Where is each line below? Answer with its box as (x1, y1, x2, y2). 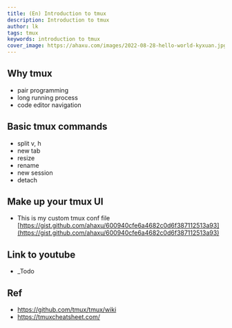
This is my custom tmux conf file (17, 214, 110, 222)
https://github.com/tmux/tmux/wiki (17, 305, 117, 314)
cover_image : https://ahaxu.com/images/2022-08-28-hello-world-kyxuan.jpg (7, 42, 227, 49)
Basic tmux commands (7, 121, 108, 133)
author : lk (7, 23, 39, 30)
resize (17, 153, 35, 162)
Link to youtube (7, 249, 76, 260)
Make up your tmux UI (7, 196, 104, 208)
